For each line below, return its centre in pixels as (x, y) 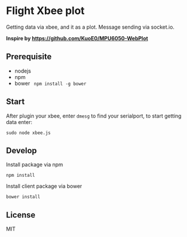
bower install (23, 197)
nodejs (22, 71)
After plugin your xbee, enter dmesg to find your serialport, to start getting (94, 116)
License (21, 215)
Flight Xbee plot (45, 11)
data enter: (19, 122)
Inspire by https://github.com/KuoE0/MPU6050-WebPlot (77, 38)
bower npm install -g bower (50, 83)
